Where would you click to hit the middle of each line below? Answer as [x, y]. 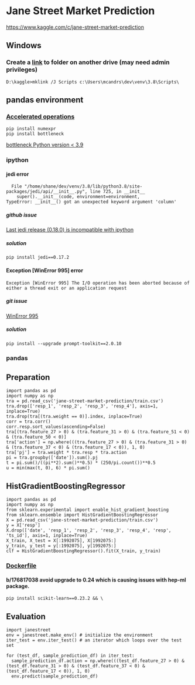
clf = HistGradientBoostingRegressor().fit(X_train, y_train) [83, 551]
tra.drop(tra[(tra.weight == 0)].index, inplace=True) [74, 417]
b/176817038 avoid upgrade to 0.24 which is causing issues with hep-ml [96, 580]
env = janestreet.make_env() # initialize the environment [80, 635]
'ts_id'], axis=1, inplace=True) [47, 536]
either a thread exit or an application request [66, 288]
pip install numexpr [31, 129]
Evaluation [26, 616]
